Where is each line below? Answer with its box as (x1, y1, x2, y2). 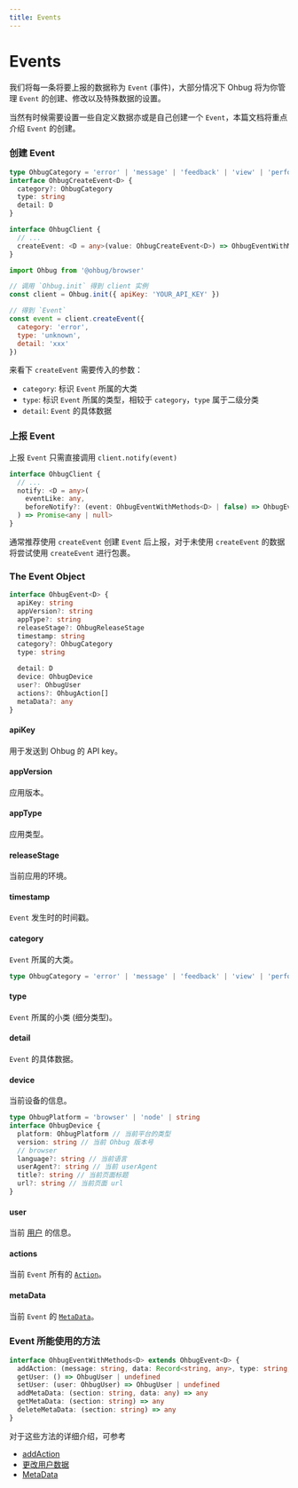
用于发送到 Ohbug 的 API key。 (9, 745, 122, 756)
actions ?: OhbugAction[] (17, 689, 109, 698)
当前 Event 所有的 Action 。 (9, 1269, 106, 1279)
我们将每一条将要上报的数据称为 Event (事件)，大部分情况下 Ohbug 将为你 (9, 82, 278, 92)
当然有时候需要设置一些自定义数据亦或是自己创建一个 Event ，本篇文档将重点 (9, 112, 288, 123)
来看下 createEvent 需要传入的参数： (9, 365, 144, 376)
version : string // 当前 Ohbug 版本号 (17, 1137, 153, 1146)
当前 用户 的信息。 (9, 1227, 76, 1239)
